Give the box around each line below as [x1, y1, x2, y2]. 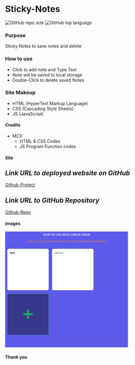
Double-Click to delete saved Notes [12, 77, 84, 83]
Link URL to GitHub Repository [5, 196, 100, 204]
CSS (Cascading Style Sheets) [12, 106, 74, 112]
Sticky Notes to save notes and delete [5, 43, 82, 49]
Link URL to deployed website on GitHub [5, 169, 130, 177]
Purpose [5, 32, 26, 39]
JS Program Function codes [19, 143, 76, 149]
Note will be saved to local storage [12, 72, 82, 78]
